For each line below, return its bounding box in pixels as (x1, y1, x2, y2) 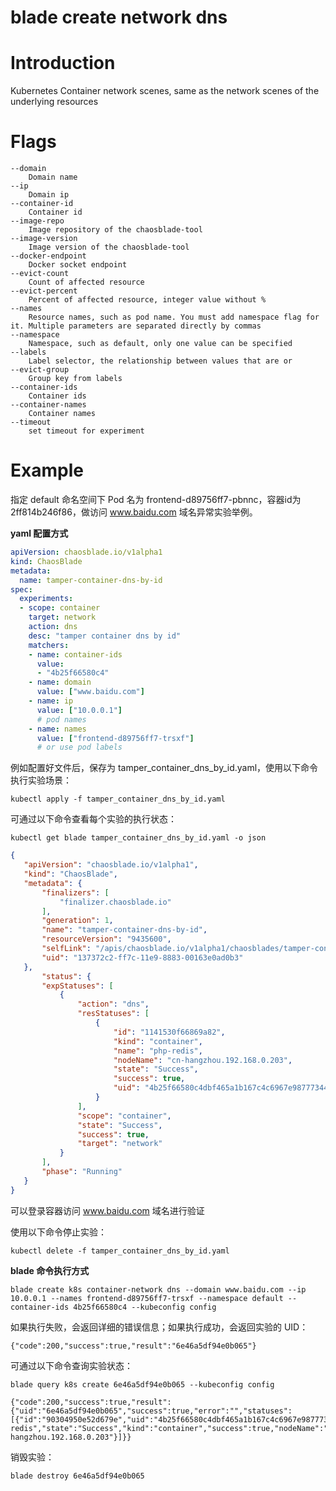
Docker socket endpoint (28, 260, 128, 270)
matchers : (28, 640, 70, 650)
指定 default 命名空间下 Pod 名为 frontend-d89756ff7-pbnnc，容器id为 (10, 494, 302, 505)
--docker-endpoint (10, 251, 87, 261)
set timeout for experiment (28, 426, 145, 436)
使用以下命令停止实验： (10, 1226, 107, 1238)
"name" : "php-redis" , (113, 1046, 203, 1056)
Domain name (28, 172, 78, 183)
